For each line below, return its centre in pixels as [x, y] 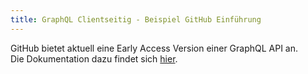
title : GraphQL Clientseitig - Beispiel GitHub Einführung [136, 19]
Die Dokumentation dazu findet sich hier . [94, 58]
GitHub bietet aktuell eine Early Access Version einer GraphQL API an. [154, 48]
